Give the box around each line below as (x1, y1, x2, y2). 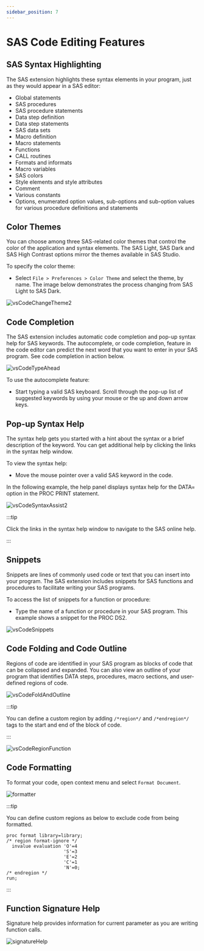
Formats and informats (15, 159, 72, 166)
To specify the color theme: (6, 263, 76, 270)
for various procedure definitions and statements (15, 204, 138, 211)
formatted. (6, 820, 33, 828)
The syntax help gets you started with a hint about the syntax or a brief (6, 435, 185, 442)
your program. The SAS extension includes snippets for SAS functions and (6, 577, 194, 584)
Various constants (15, 191, 61, 198)
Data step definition (15, 113, 65, 121)
